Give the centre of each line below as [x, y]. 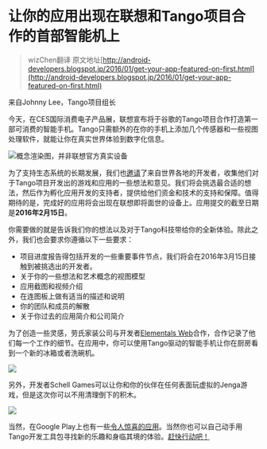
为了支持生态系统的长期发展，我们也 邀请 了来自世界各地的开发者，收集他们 [130, 173]
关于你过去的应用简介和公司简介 [72, 316]
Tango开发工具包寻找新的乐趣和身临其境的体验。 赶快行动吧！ [109, 436]
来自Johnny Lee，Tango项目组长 [62, 102]
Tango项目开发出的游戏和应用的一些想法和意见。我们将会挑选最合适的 [130, 182]
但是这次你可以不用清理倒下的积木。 [81, 394]
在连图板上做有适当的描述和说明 [72, 296]
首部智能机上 [78, 36]
